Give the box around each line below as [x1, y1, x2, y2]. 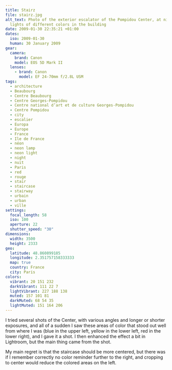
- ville [10, 203, 27, 208]
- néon [10, 141, 24, 146]
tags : [5, 79, 17, 84]
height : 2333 [10, 241, 38, 246]
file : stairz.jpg [5, 12, 42, 17]
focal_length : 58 [10, 212, 47, 218]
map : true [10, 260, 31, 265]
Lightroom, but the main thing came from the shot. [5, 339, 112, 345]
